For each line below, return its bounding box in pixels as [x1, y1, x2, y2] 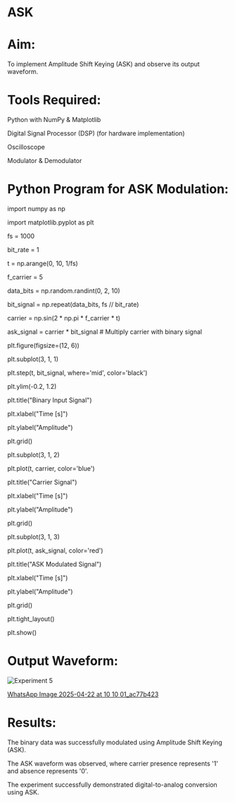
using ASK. [7, 787, 39, 796]
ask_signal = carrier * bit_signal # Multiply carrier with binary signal [7, 327, 203, 336]
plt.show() [7, 629, 37, 636]
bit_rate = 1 [7, 246, 39, 254]
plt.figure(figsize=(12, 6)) [7, 342, 80, 349]
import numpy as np [7, 205, 65, 212]
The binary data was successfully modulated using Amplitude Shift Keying [7, 738, 223, 747]
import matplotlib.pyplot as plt [7, 218, 94, 227]
